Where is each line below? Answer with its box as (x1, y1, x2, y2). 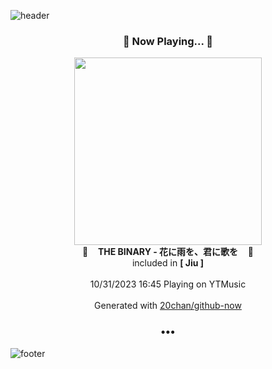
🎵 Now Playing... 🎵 (122, 34, 214, 48)
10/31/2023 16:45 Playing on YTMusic (89, 278, 247, 290)
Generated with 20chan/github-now (94, 300, 242, 312)
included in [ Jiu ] (131, 257, 205, 269)
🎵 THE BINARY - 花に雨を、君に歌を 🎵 (81, 246, 254, 258)
